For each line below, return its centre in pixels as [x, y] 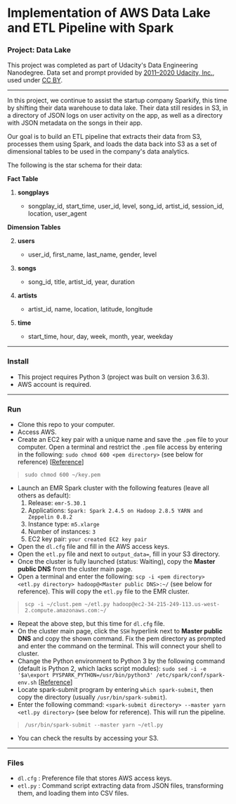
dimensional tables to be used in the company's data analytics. [98, 151]
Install [18, 361]
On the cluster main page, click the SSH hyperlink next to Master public [120, 631]
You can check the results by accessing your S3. [88, 738]
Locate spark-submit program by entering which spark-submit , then [115, 690]
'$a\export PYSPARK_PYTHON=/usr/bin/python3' [85, 675]
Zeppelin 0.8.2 [50, 517]
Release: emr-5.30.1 [57, 503]
